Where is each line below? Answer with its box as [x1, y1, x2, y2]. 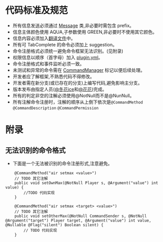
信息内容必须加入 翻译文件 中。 [12, 35, 75, 41]
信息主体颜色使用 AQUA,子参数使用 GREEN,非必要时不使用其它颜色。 [12, 29, 157, 35]
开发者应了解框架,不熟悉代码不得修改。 [12, 73, 95, 79]
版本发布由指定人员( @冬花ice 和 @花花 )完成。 [12, 86, 107, 92]
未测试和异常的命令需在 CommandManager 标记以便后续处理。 [12, 67, 145, 73]
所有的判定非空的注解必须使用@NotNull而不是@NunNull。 [12, 92, 134, 98]
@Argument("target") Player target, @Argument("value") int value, [5, 218, 152, 223]
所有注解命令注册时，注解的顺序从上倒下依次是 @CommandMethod [12, 99, 144, 105]
